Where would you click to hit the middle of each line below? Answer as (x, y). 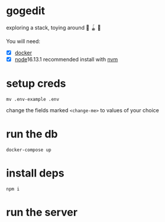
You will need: (23, 41)
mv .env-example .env (33, 99)
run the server (42, 212)
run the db (32, 134)
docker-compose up (29, 150)
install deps (35, 173)
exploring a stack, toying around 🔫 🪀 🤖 (54, 27)
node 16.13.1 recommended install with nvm (66, 59)
